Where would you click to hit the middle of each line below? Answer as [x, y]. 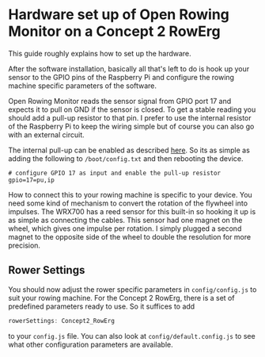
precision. [25, 245]
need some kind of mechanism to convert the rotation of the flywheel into [128, 203]
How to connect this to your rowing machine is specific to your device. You [131, 194]
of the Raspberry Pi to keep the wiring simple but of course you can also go [131, 126]
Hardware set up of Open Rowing [119, 15]
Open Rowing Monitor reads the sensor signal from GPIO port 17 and [120, 101]
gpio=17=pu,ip [32, 180]
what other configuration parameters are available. [91, 344]
